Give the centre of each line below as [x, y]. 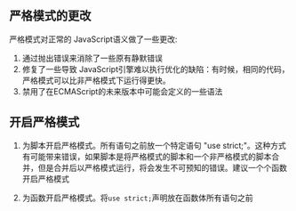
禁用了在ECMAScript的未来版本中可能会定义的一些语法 [122, 91]
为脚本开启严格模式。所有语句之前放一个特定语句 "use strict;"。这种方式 [154, 145]
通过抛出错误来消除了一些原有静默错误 [92, 58]
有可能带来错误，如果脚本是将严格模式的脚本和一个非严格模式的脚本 [147, 156]
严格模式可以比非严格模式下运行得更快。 [96, 80]
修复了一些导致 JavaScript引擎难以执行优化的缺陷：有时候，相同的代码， [156, 69]
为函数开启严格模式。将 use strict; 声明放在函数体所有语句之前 [137, 198]
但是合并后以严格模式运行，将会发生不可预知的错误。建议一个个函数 [162, 167]
